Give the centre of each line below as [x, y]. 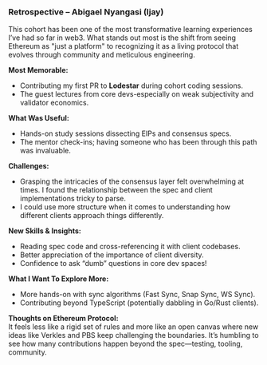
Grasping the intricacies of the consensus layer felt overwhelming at [132, 181]
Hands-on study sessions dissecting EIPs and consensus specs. [126, 133]
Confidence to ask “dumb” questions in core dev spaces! [113, 264]
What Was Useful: [39, 118]
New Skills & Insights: [45, 231]
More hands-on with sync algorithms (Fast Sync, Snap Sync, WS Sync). [137, 295]
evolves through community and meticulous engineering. [102, 55]
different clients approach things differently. [92, 216]
